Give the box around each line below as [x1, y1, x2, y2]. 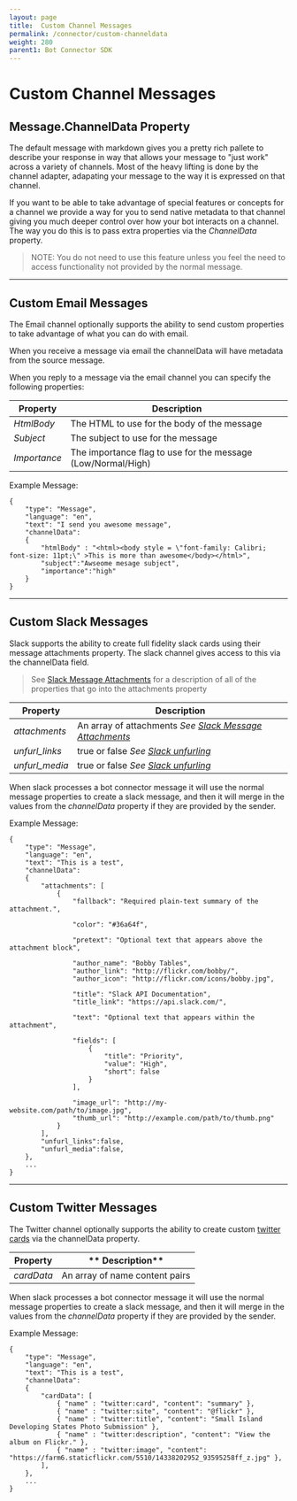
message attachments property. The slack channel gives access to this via [9, 647, 281, 658]
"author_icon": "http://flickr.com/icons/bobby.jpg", [72, 974, 275, 983]
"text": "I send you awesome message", [25, 520, 172, 529]
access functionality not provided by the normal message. [30, 262, 243, 273]
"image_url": [72, 1098, 121, 1107]
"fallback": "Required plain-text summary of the [72, 897, 259, 905]
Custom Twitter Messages [9, 1200, 157, 1215]
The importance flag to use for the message [70, 446, 253, 458]
